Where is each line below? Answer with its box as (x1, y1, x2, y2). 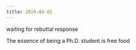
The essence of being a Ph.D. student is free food (6, 37, 130, 44)
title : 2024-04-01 (6, 8, 53, 15)
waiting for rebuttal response (6, 25, 79, 33)
